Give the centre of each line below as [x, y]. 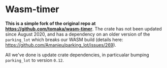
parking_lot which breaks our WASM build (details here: [64, 40]
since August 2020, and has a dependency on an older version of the [78, 34]
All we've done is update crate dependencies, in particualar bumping [77, 55]
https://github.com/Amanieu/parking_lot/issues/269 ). [61, 45]
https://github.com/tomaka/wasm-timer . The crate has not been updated [84, 28]
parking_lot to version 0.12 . [35, 60]
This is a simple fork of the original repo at [51, 23]
